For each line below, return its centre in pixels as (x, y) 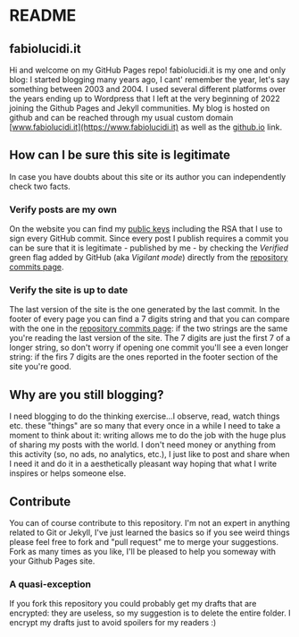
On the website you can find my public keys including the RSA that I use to (146, 229)
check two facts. (40, 186)
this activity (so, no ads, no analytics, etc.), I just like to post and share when (149, 454)
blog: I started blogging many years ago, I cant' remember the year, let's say (149, 80)
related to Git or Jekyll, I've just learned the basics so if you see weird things (149, 532)
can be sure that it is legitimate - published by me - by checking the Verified (149, 248)
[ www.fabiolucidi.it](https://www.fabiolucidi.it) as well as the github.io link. (146, 127)
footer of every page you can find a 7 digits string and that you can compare (149, 319)
